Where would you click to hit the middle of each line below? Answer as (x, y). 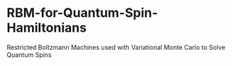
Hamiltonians (46, 28)
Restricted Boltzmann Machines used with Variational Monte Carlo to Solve (116, 47)
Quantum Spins (29, 55)
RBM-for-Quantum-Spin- (82, 13)
